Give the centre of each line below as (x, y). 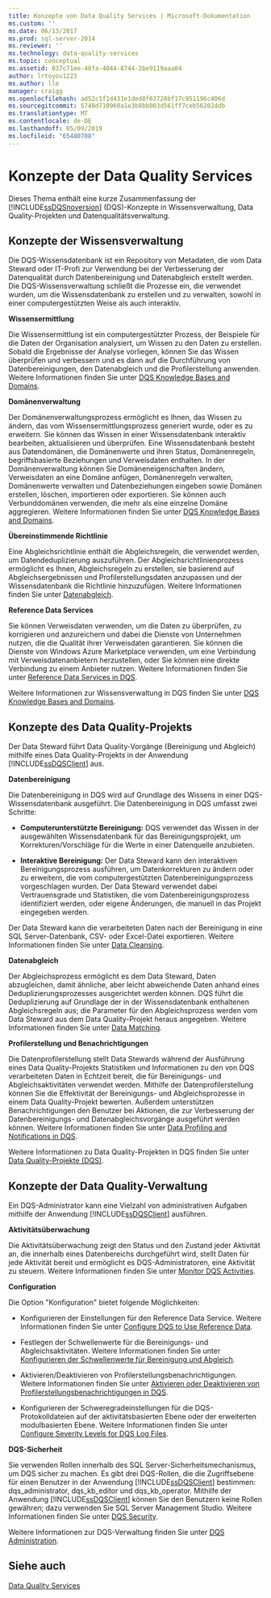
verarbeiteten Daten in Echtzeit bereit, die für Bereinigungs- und (115, 1076)
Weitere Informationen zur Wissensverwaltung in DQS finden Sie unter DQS (134, 693)
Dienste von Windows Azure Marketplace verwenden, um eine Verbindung (132, 652)
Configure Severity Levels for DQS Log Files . (94, 1434)
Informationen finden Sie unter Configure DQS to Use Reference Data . (136, 1327)
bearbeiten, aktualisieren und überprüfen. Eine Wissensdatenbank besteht (132, 443)
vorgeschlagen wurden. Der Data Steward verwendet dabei (119, 886)
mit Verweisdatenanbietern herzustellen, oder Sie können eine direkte (124, 660)
